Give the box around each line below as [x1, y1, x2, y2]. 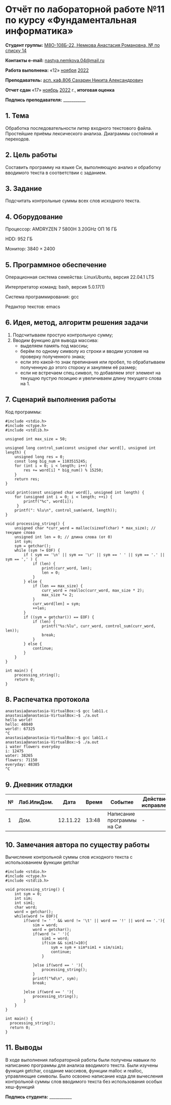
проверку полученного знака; [20, 353, 85, 359]
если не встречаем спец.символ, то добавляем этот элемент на [20, 370, 161, 376]
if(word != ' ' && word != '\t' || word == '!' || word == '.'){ [23, 918, 165, 923]
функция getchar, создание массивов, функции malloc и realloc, [5, 1067, 144, 1073]
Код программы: [5, 409, 42, 415]
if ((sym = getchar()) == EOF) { [23, 614, 95, 619]
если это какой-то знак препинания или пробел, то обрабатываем [20, 359, 165, 365]
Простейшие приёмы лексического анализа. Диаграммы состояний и [5, 130, 158, 136]
